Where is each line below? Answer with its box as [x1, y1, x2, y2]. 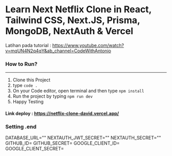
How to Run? [5, 60, 37, 68]
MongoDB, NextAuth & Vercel [5, 26, 134, 37]
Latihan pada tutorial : [5, 42, 51, 48]
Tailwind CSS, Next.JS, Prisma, [5, 14, 140, 26]
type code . [12, 82, 38, 88]
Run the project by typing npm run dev [12, 93, 93, 99]
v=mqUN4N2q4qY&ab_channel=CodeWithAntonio [5, 48, 112, 54]
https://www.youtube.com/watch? [52, 42, 124, 48]
